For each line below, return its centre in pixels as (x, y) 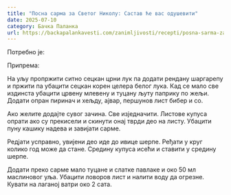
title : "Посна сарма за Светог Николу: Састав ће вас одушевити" (102, 13)
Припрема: (23, 65)
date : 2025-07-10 (32, 20)
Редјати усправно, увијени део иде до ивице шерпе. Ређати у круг (105, 142)
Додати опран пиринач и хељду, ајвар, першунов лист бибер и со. (105, 101)
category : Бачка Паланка (43, 26)
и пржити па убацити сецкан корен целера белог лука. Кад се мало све (113, 86)
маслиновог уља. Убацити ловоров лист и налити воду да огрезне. (106, 177)
